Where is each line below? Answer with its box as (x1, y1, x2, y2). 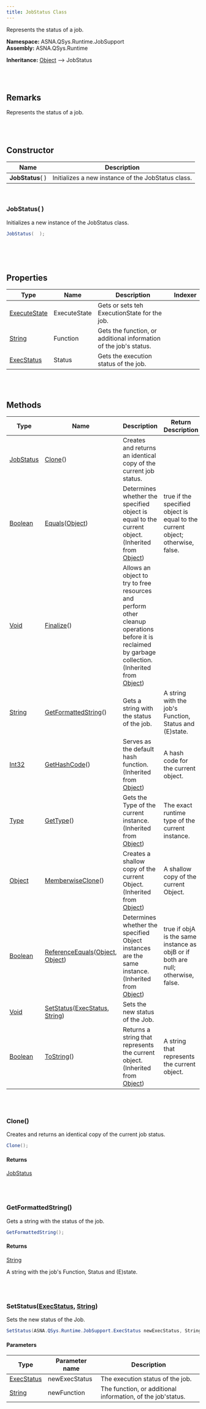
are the (122, 952, 143, 960)
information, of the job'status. (101, 1392, 186, 1401)
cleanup (122, 617, 146, 626)
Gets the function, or (97, 326, 158, 335)
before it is (122, 633, 154, 641)
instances (122, 944, 151, 953)
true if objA (163, 925, 196, 933)
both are (163, 955, 188, 964)
